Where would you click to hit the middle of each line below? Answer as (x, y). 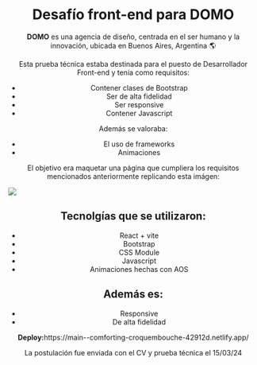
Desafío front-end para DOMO (133, 15)
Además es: (133, 295)
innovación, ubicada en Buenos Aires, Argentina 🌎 (133, 45)
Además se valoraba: (133, 128)
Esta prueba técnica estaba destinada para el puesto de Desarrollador (133, 64)
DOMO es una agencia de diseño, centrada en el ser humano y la (133, 37)
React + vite (139, 235)
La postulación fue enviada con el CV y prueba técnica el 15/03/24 (133, 352)
